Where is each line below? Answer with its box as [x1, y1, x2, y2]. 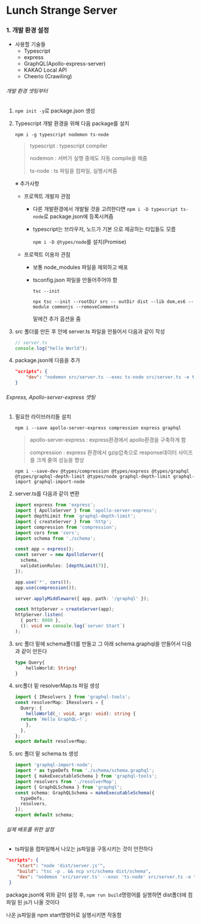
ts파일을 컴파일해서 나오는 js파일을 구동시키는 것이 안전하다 [14, 845, 154, 852]
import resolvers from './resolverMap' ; [14, 778, 117, 785]
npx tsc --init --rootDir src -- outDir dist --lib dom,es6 [32, 298, 186, 305]
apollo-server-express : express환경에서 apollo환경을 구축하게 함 [29, 436, 187, 443]
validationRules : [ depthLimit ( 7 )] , [20, 563, 109, 569]
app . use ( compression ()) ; [14, 585, 77, 590]
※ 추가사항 [14, 180, 40, 187]
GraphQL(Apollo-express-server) [23, 60, 106, 68]
